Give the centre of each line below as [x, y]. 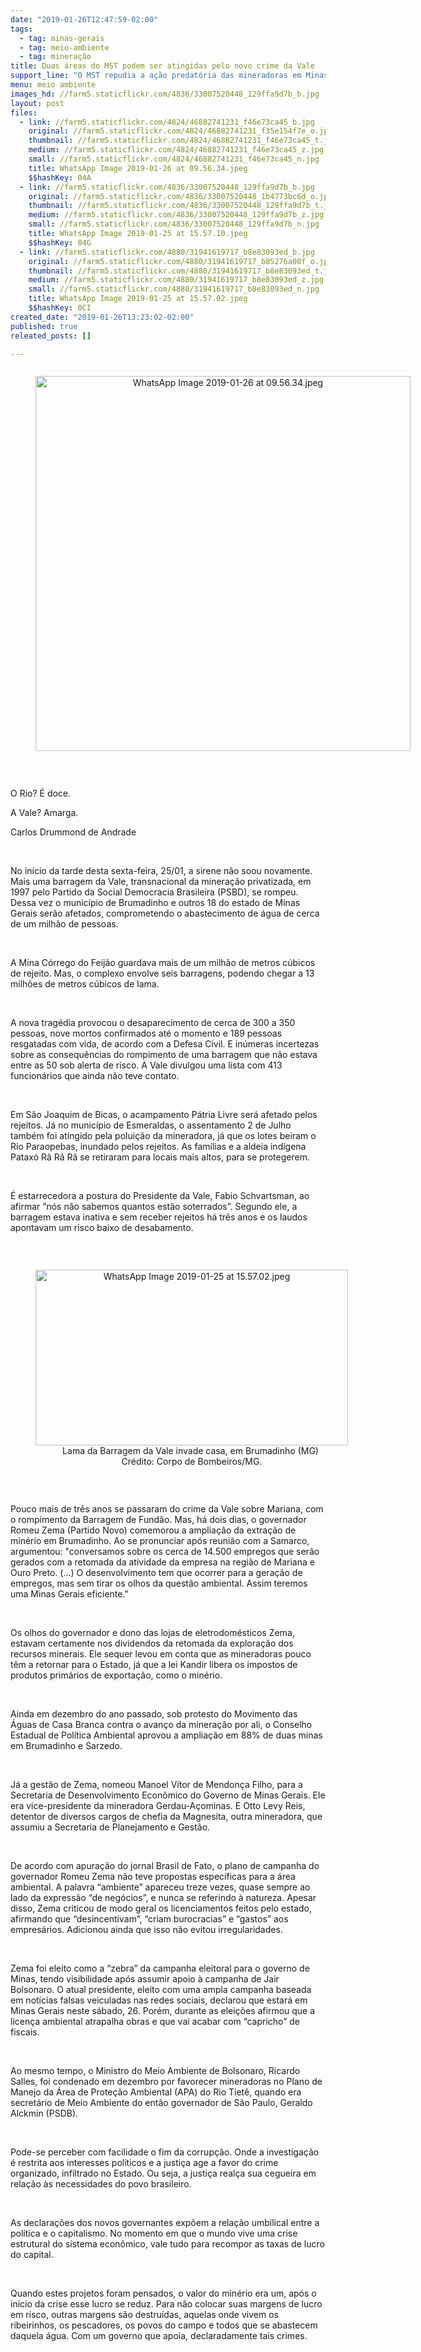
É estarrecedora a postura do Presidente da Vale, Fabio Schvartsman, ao [160, 1196]
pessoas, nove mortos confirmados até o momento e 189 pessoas [146, 1033]
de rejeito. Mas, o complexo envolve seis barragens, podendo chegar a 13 [162, 973]
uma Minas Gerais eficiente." [69, 1594]
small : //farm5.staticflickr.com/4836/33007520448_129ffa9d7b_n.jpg [174, 224]
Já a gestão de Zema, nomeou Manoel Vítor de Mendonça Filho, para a [156, 1785]
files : [24, 112]
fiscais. [25, 2032]
